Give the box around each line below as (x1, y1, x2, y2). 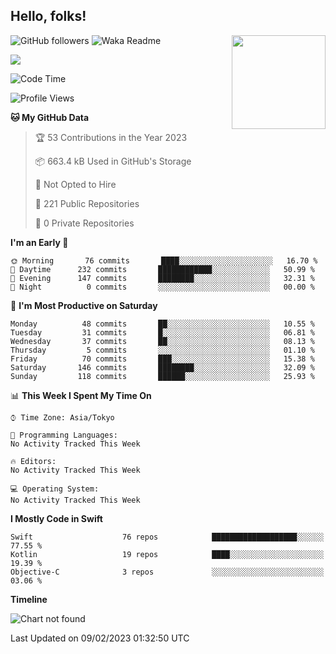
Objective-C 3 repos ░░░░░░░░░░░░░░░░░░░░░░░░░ (10, 567, 325, 577)
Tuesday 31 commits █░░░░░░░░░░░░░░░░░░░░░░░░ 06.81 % (10, 327, 315, 338)
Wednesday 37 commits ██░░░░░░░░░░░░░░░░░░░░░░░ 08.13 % (10, 336, 315, 346)
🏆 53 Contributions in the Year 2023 (34, 131, 188, 143)
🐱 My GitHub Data (10, 111, 90, 123)
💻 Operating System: (10, 484, 100, 494)
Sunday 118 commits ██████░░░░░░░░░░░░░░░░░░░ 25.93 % (10, 371, 315, 381)
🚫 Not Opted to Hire (34, 178, 117, 190)
